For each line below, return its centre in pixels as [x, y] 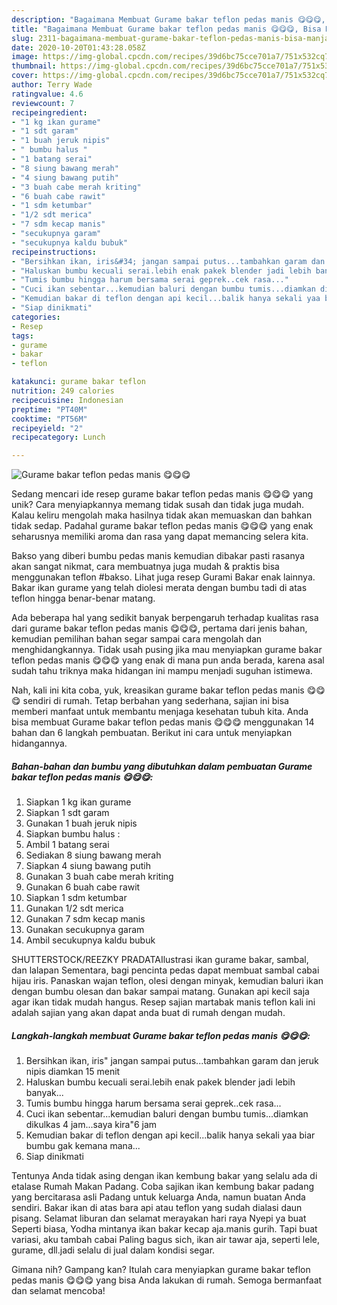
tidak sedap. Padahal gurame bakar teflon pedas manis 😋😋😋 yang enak [162, 526]
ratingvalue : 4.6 [47, 94]
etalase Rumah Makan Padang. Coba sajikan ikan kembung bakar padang [163, 1187]
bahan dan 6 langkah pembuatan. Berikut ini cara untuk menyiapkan [152, 733]
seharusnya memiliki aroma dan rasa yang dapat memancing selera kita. [160, 537]
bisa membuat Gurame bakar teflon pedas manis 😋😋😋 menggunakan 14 [163, 722]
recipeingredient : [49, 112]
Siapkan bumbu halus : [73, 834]
